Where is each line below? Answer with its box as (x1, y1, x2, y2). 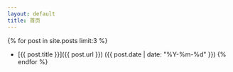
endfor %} (17, 57, 48, 66)
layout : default (7, 10, 55, 18)
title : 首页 (7, 17, 40, 24)
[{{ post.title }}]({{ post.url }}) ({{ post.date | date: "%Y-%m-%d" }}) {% (17, 50, 227, 59)
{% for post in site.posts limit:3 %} (7, 36, 108, 44)
